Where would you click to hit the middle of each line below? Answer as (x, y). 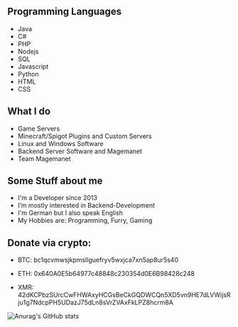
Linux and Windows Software (61, 143)
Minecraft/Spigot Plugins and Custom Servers (85, 136)
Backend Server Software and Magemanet (80, 151)
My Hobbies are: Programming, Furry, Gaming (85, 221)
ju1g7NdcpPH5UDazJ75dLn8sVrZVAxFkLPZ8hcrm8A (96, 303)
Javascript (33, 66)
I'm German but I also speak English (70, 213)
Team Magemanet (44, 158)
